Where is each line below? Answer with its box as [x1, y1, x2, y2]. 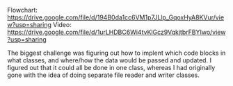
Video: [53, 21, 72, 28]
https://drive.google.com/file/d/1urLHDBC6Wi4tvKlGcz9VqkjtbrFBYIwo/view [7, 28, 226, 36]
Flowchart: [7, 6, 38, 14]
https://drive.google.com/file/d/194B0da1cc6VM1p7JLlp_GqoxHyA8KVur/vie [7, 13, 225, 21]
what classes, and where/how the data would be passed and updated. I [7, 56, 212, 64]
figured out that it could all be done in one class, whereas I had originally [7, 64, 216, 71]
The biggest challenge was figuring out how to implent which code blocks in [7, 49, 226, 57]
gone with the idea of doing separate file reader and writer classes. [7, 71, 200, 79]
